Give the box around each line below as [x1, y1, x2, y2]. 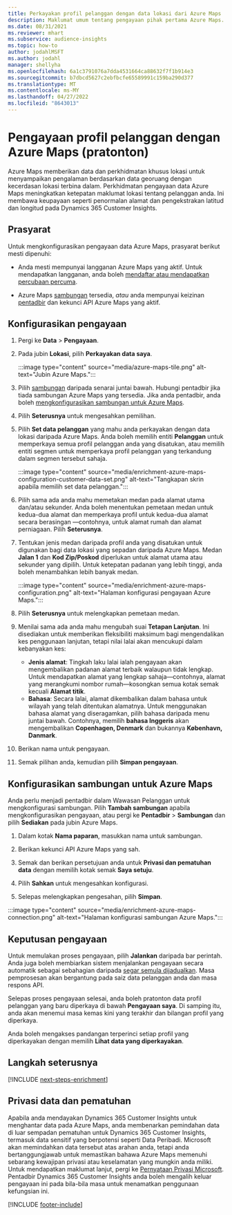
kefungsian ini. [8, 1187, 50, 1195]
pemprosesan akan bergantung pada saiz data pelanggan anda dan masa [8, 974, 217, 982]
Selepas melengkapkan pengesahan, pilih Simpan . [17, 893, 163, 901]
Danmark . [28, 731, 57, 740]
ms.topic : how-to [8, 42, 58, 49]
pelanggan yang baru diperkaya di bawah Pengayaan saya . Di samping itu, [8, 1002, 222, 1010]
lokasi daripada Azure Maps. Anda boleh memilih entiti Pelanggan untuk [17, 433, 224, 441]
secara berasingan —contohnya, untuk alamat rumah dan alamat [17, 518, 202, 526]
